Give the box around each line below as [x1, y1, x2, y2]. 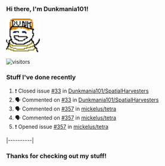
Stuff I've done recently [6, 73, 76, 82]
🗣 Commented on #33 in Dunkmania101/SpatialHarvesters [14, 96, 159, 103]
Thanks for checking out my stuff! [6, 152, 107, 160]
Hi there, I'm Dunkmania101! [6, 5, 89, 13]
